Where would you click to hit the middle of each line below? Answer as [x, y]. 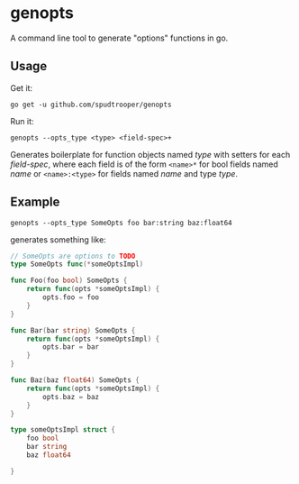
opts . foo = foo [71, 297]
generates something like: [58, 239]
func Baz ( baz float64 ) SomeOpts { [75, 380]
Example [35, 202]
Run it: [22, 121]
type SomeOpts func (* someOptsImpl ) [77, 264]
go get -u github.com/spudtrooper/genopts [91, 105]
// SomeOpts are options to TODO [73, 256]
